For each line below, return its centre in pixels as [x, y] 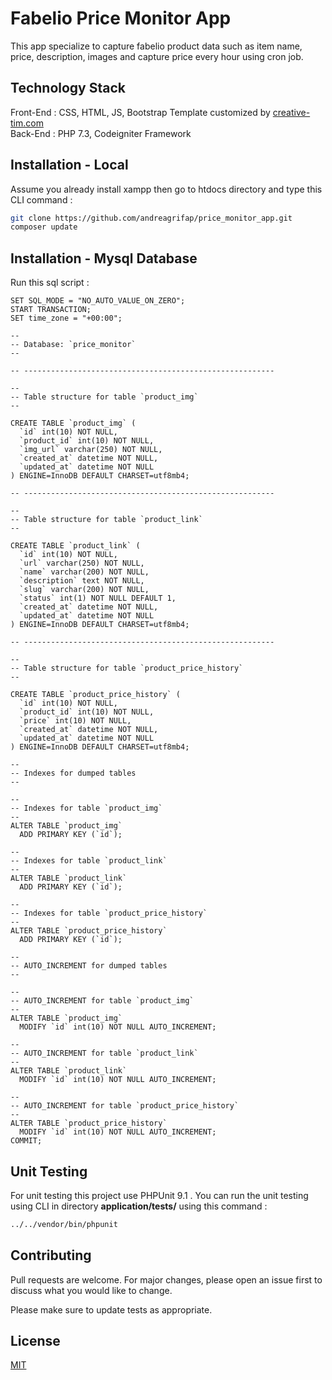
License [35, 1341]
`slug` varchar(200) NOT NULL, [84, 590]
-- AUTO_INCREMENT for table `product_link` [104, 1053]
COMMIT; [26, 1141]
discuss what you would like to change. [91, 1290]
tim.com [27, 123]
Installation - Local [69, 165]
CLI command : [41, 199]
